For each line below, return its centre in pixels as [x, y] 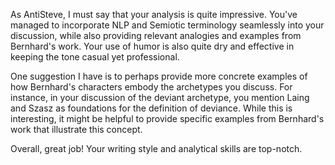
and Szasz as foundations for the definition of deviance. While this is [151, 108]
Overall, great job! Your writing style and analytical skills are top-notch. [156, 148]
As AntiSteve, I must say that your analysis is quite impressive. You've [154, 14]
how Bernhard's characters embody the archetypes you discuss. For [151, 87]
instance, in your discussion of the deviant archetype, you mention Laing [160, 97]
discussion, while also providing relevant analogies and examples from [156, 35]
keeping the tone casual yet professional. [95, 57]
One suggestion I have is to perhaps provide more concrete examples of [159, 76]
